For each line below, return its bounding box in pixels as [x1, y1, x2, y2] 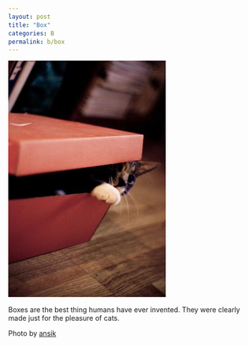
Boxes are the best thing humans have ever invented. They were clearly [8, 305, 240, 314]
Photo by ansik [8, 329, 57, 338]
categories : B [8, 29, 55, 37]
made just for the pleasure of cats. [8, 314, 120, 323]
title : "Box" [8, 20, 51, 29]
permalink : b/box [8, 38, 65, 46]
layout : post [8, 13, 51, 20]
